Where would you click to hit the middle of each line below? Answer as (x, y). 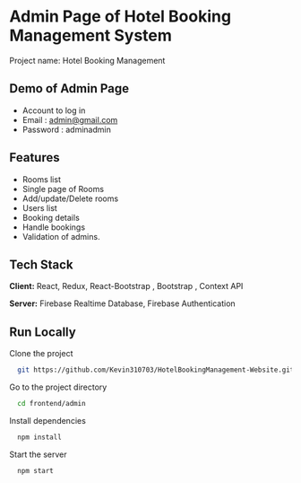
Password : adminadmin (67, 129)
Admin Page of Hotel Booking (120, 17)
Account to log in (54, 110)
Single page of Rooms (63, 189)
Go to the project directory (58, 387)
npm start (35, 470)
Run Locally (43, 332)
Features (34, 158)
